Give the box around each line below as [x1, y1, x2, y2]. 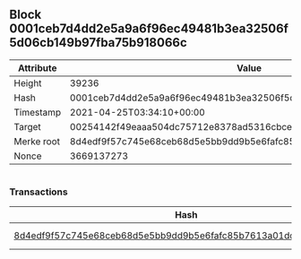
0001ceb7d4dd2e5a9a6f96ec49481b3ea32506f [9, 22, 289, 37]
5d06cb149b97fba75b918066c [9, 35, 188, 50]
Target [13, 120, 42, 133]
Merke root [13, 134, 61, 147]
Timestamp [13, 106, 62, 118]
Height [13, 76, 42, 89]
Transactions [9, 186, 69, 198]
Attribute [17, 62, 57, 74]
